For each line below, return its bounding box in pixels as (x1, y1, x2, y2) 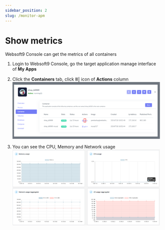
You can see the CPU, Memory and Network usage (12, 144, 115, 150)
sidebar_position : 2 (5, 8, 48, 13)
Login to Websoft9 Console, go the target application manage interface (12, 61, 156, 67)
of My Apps (12, 66, 37, 72)
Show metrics (5, 35, 63, 46)
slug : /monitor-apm (5, 13, 45, 18)
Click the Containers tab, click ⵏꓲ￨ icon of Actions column (12, 77, 129, 82)
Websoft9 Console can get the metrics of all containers (5, 51, 117, 57)
